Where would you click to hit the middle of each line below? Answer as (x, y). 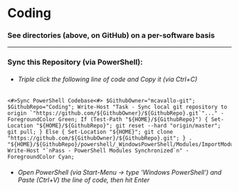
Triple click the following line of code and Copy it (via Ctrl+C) (107, 79)
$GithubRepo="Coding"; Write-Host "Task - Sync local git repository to (117, 107)
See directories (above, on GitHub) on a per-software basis (111, 36)
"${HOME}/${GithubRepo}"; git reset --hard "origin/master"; (128, 125)
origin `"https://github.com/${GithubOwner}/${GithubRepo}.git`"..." (113, 113)
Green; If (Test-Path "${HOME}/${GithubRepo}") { (133, 119)
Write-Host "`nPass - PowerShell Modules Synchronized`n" (95, 150)
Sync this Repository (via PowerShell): (75, 62)
